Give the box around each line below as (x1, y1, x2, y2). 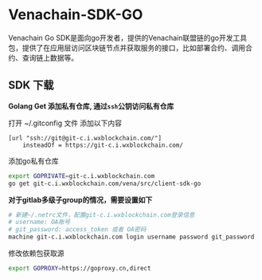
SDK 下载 (8, 78, 54, 93)
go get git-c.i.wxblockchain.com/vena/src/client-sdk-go (8, 179, 201, 187)
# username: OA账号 (8, 218, 71, 227)
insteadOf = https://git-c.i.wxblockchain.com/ (22, 141, 183, 149)
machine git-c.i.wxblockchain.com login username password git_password (8, 233, 255, 241)
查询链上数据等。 (22, 53, 78, 62)
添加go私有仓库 (8, 156, 59, 165)
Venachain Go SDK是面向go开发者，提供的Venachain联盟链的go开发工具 (8, 33, 248, 42)
